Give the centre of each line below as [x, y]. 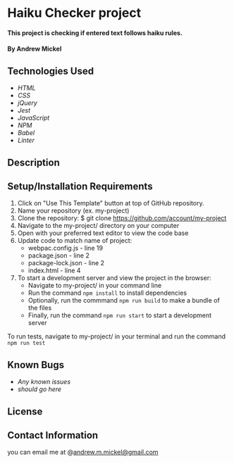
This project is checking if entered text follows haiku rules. [95, 32]
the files [40, 308]
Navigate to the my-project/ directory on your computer [98, 226]
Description [33, 162]
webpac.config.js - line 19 [66, 248]
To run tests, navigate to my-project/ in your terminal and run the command [116, 336]
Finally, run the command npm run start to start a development [120, 315]
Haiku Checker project [74, 13]
